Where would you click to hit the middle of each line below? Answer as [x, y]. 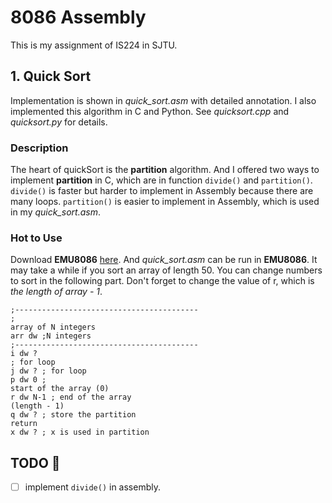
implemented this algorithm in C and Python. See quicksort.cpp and [150, 111]
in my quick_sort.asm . [55, 212]
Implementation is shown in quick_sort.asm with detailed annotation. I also [163, 100]
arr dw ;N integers [51, 336]
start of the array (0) [60, 389]
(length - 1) [37, 406]
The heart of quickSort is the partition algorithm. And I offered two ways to [165, 170]
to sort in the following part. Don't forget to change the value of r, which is [162, 281]
